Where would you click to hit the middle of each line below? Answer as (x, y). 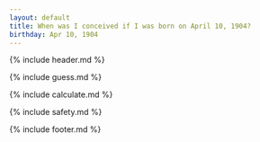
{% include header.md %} (57, 60)
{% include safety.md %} (56, 112)
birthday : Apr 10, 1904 (54, 34)
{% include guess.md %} (55, 77)
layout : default (40, 18)
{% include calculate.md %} (61, 94)
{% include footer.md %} (55, 129)
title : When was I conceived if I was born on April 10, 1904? (130, 26)
